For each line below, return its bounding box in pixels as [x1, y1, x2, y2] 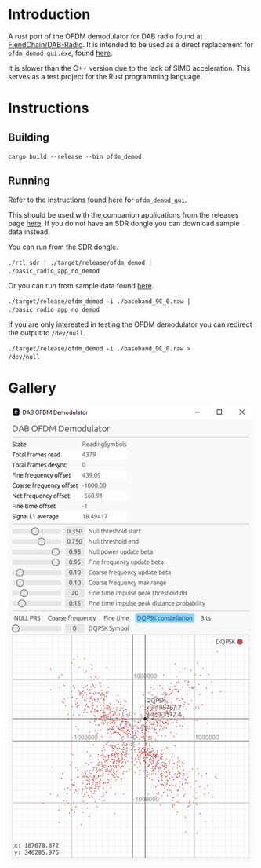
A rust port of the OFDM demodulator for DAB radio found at [8, 31, 203, 41]
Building [8, 130, 49, 144]
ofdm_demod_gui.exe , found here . [8, 48, 113, 57]
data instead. [8, 226, 51, 236]
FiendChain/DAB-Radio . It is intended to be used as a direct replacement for [8, 39, 254, 49]
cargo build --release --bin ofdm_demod [8, 152, 143, 160]
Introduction [8, 5, 91, 24]
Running [8, 174, 51, 188]
